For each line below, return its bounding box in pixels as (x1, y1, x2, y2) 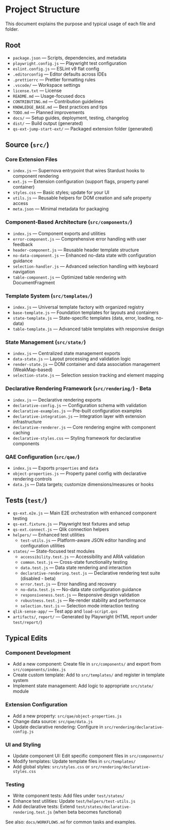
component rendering (12, 173, 59, 179)
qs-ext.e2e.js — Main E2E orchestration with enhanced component (12, 510, 157, 516)
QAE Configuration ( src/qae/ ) (5, 453, 80, 460)
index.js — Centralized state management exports (12, 351, 120, 357)
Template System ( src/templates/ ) (5, 292, 93, 299)
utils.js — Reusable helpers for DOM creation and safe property (12, 195, 152, 201)
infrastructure (12, 418, 42, 425)
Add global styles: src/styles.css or (12, 764, 90, 770)
